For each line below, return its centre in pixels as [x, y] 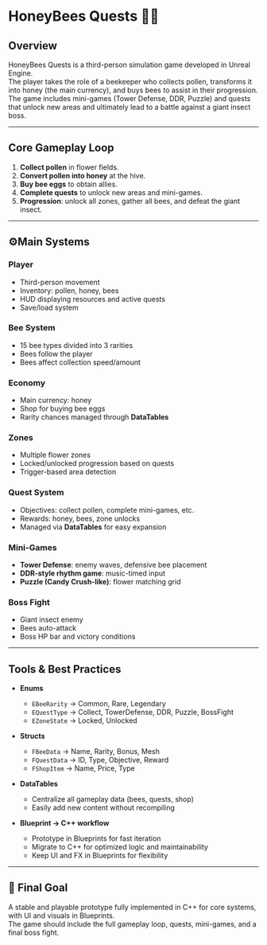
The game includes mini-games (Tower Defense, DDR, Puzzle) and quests [130, 98]
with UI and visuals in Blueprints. [62, 916]
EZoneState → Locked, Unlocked [84, 720]
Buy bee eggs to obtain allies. [68, 184]
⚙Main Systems [49, 242]
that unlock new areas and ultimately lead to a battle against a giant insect [130, 107]
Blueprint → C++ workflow [64, 823]
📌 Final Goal [38, 888]
